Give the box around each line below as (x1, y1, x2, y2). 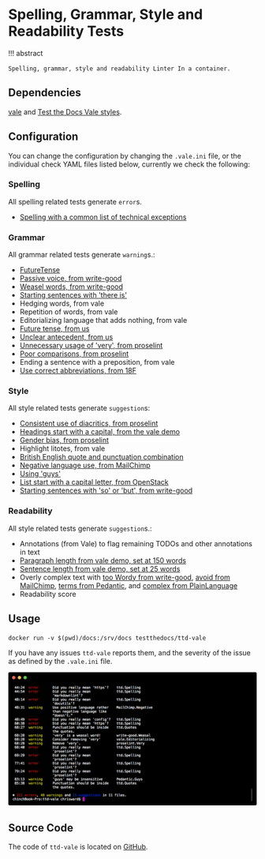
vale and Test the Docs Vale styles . (8, 107, 122, 116)
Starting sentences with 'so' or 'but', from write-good (19, 486, 193, 495)
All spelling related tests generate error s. (8, 197, 142, 206)
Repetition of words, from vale (19, 307, 118, 317)
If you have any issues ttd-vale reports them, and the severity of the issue (8, 647, 251, 657)
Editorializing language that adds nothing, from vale (19, 316, 188, 325)
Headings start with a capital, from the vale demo (19, 427, 181, 437)
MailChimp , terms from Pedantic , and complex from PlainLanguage (19, 580, 238, 590)
